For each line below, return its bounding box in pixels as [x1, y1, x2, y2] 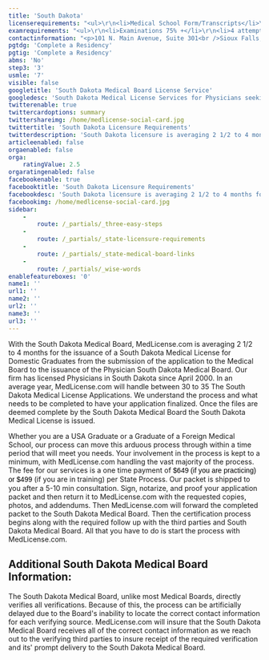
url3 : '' [8, 317, 38, 325]
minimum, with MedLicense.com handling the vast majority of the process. [8, 457, 255, 466]
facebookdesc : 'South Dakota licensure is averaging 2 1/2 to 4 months [8, 190, 252, 199]
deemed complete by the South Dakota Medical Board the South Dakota [8, 407, 246, 417]
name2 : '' [8, 295, 42, 303]
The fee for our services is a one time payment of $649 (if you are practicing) [8, 465, 256, 475]
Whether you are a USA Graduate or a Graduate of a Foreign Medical [8, 431, 235, 441]
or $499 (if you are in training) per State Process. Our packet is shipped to [8, 474, 251, 484]
